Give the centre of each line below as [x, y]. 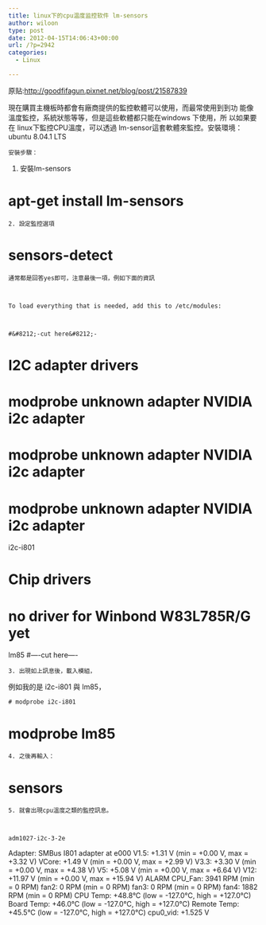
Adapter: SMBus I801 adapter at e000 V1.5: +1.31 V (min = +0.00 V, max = [128, 853]
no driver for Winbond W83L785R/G [130, 616]
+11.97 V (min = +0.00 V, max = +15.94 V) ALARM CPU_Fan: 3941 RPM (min [131, 879]
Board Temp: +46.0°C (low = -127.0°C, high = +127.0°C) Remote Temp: [124, 904]
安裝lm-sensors [45, 168]
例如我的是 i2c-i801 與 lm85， [57, 687]
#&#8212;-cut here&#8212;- [53, 334]
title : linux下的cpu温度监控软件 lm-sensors [78, 16]
